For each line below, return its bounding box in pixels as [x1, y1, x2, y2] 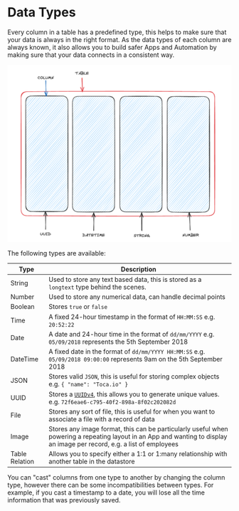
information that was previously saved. [7, 495, 121, 504]
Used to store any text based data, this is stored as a [48, 275, 202, 283]
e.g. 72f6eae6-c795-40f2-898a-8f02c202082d [48, 397, 176, 406]
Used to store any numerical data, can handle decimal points [48, 293, 226, 301]
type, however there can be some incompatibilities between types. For [7, 480, 214, 489]
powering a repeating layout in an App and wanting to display [48, 432, 228, 441]
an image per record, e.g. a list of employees [48, 440, 179, 448]
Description [120, 265, 156, 273]
